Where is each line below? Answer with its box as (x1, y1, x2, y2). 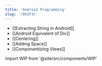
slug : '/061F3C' (5, 12, 38, 17)
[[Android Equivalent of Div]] (12, 30, 70, 36)
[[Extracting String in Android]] (12, 25, 74, 31)
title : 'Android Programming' (5, 7, 67, 12)
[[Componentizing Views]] (12, 46, 65, 52)
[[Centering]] (12, 35, 39, 42)
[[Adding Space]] (12, 41, 47, 46)
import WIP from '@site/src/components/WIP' (5, 55, 98, 61)
